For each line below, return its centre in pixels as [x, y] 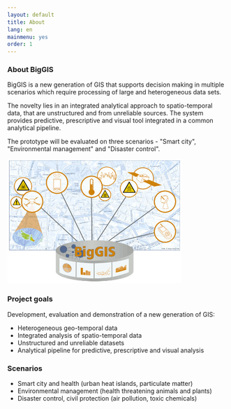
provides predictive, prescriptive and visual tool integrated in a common [111, 121]
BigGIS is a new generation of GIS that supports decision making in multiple [116, 85]
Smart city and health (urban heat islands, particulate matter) [105, 384]
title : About [26, 22]
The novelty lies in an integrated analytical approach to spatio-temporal [110, 106]
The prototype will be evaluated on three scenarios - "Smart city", [102, 142]
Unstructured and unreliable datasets [70, 343]
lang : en [20, 29]
